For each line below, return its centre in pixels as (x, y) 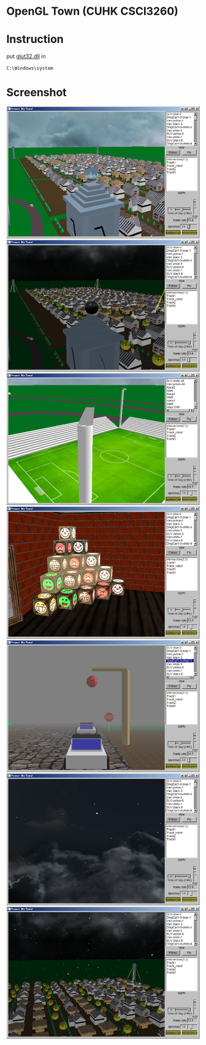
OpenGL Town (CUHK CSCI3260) (93, 11)
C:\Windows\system (30, 69)
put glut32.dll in (26, 56)
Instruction (35, 40)
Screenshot (36, 93)
